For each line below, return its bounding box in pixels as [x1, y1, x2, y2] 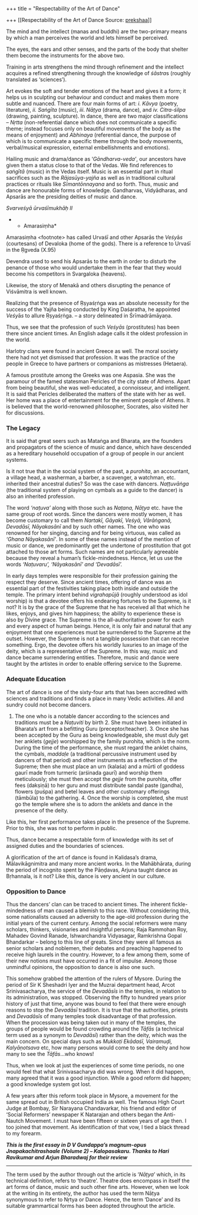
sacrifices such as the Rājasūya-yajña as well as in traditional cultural [6, 174, 176, 181]
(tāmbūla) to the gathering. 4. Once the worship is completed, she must [14, 794, 189, 801]
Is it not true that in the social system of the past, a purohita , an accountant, [6, 468, 190, 475]
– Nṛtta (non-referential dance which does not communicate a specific [6, 119, 177, 126]
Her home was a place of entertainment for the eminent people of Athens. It [6, 397, 190, 404]
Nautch [6, 1117, 24, 1124]
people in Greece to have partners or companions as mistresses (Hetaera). [6, 360, 188, 367]
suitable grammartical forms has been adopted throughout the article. [6, 1202, 176, 1209]
